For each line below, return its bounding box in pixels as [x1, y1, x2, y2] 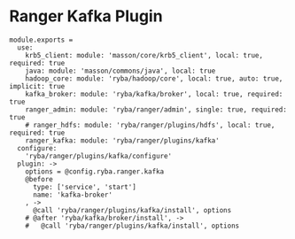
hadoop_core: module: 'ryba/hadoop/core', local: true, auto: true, [25, 73, 283, 83]
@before [25, 174, 53, 183]
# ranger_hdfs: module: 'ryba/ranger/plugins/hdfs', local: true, [25, 120, 276, 129]
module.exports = [9, 35, 74, 44]
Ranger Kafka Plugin [9, 6, 163, 27]
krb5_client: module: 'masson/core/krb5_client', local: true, [25, 50, 264, 59]
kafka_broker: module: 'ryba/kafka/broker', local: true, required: [25, 89, 283, 98]
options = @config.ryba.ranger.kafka [25, 166, 165, 176]
